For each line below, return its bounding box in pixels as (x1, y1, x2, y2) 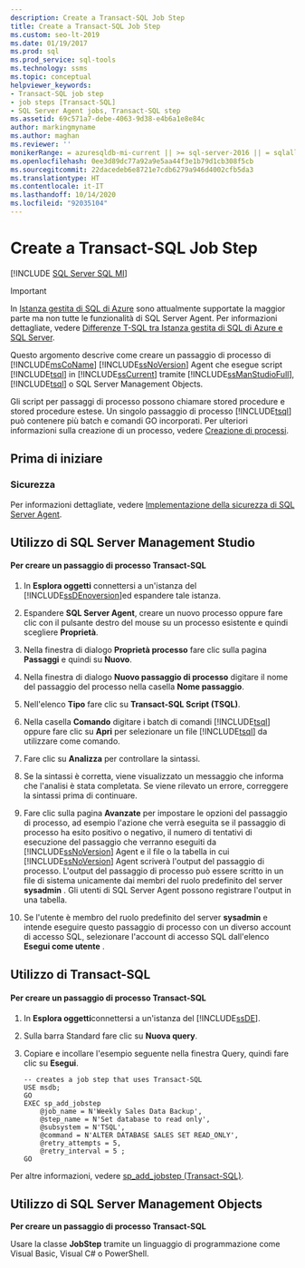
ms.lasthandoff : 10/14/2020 (10, 190, 117, 200)
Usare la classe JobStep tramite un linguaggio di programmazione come (10, 1238, 281, 1249)
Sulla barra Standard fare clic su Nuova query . (23, 1030, 198, 1041)
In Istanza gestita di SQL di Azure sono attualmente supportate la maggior (10, 303, 286, 314)
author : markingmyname (10, 123, 96, 132)
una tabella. (23, 894, 68, 905)
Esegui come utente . (23, 941, 105, 952)
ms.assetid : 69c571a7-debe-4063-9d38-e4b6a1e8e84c (10, 114, 205, 123)
